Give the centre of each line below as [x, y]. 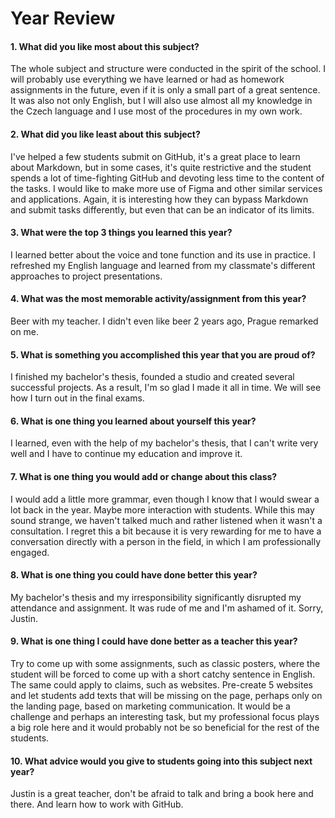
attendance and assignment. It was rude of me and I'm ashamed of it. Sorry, [167, 608]
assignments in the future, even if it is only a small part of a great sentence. [165, 90]
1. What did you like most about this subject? [105, 46]
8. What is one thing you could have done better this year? [134, 575]
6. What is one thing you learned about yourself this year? [133, 421]
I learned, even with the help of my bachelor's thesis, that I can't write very [164, 443]
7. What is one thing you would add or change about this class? [144, 476]
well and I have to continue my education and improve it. [126, 454]
